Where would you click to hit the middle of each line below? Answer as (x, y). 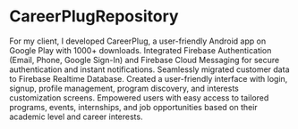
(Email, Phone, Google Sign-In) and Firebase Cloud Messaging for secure (145, 60)
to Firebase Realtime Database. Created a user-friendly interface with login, (149, 78)
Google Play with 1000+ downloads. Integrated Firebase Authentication (140, 50)
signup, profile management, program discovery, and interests (124, 88)
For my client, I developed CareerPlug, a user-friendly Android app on (138, 41)
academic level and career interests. (76, 117)
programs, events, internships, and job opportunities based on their (133, 107)
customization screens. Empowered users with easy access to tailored (139, 97)
